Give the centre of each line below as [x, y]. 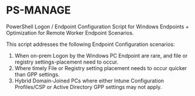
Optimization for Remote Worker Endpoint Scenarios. [70, 32]
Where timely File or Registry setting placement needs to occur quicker [101, 68]
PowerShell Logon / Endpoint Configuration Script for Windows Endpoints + [97, 27]
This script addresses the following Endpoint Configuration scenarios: [90, 44]
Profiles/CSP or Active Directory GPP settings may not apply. [88, 87]
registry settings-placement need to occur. [66, 62]
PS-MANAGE [38, 10]
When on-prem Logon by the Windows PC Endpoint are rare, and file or [101, 55]
